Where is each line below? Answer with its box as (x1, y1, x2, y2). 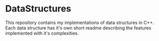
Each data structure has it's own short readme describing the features (5, 24, 151, 30)
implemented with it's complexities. (5, 30, 79, 36)
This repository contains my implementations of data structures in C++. (5, 19, 154, 25)
